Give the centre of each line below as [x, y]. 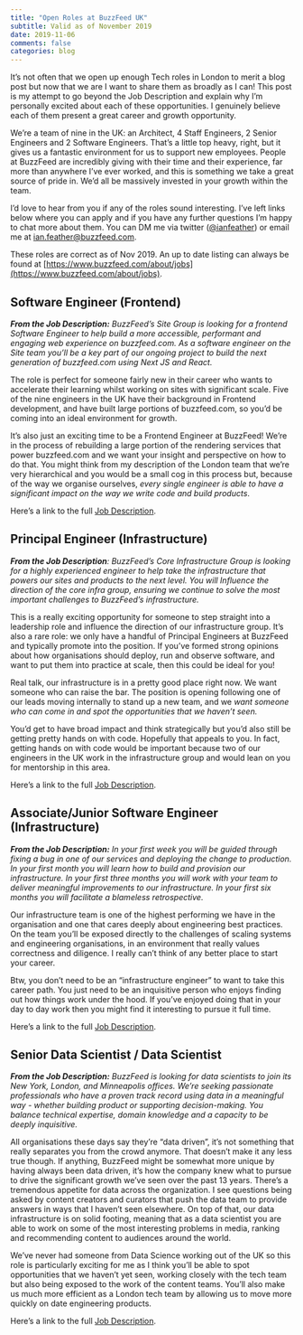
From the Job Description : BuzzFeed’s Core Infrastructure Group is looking [151, 560]
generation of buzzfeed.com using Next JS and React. [111, 362]
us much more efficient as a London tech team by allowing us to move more [151, 1294]
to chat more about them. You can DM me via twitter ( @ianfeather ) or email [150, 228]
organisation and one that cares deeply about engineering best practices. [147, 924]
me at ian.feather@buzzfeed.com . [73, 237]
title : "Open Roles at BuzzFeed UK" [79, 18]
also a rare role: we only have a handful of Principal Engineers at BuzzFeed [149, 636]
